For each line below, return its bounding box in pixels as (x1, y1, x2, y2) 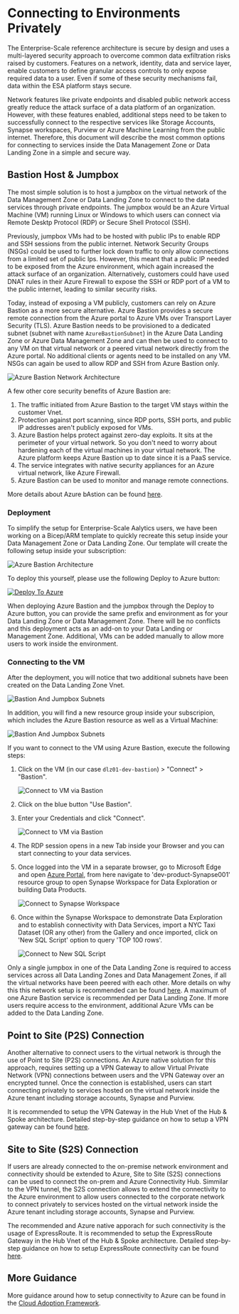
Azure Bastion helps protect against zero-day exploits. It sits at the (17, 431, 213, 439)
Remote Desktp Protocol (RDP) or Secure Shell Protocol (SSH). (7, 218, 191, 226)
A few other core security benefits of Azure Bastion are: (7, 387, 171, 395)
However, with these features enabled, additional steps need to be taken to (7, 110, 227, 119)
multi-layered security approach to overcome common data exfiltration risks (7, 51, 231, 60)
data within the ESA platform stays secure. (7, 81, 132, 90)
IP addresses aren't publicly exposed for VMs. (17, 423, 154, 431)
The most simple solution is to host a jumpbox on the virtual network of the (7, 187, 227, 196)
